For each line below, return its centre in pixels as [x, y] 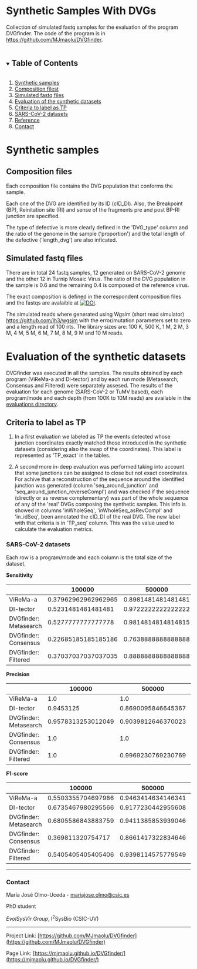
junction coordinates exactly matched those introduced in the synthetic [100, 443]
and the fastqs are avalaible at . [51, 303]
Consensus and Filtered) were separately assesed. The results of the [89, 385]
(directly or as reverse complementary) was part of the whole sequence [101, 498]
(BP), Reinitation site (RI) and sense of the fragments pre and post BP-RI [93, 209]
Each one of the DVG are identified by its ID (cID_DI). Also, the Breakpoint [94, 203]
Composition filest [37, 89]
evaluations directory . [32, 404]
